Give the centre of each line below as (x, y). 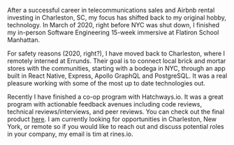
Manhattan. (24, 40)
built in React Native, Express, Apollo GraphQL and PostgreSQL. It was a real (117, 76)
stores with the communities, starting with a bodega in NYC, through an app (116, 68)
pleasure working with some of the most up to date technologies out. (107, 83)
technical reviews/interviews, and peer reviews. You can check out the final (116, 112)
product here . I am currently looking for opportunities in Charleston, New (112, 119)
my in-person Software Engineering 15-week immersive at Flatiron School (113, 32)
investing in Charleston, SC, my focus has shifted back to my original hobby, (117, 18)
